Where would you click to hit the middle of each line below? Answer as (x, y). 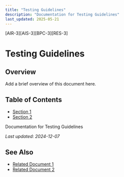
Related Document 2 (33, 169)
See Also (19, 152)
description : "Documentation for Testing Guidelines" (62, 14)
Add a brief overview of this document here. (51, 84)
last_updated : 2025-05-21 (32, 19)
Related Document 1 (33, 164)
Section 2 (22, 117)
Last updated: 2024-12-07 (32, 136)
